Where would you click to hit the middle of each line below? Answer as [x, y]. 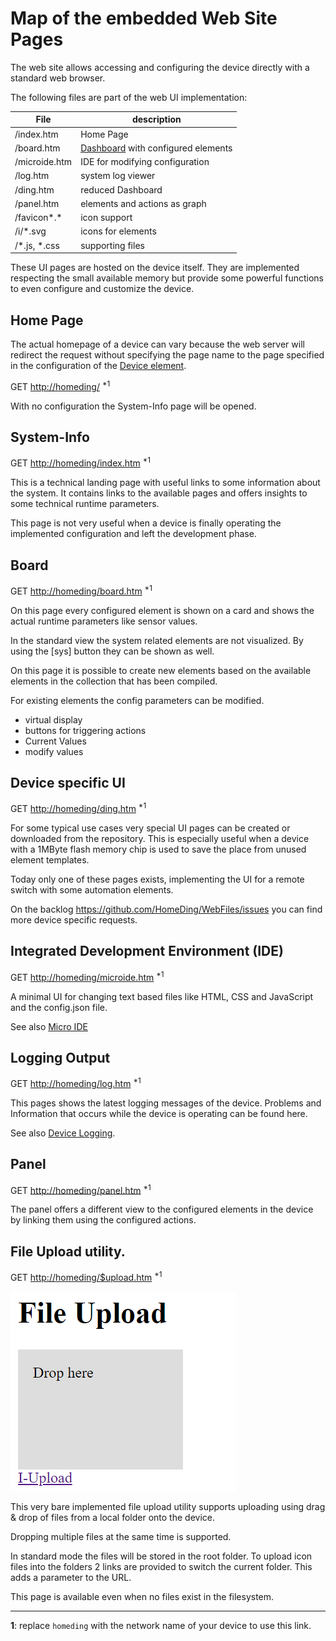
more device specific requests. [74, 920]
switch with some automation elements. [92, 890]
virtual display [53, 719]
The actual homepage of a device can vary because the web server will [157, 344]
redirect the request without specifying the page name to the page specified [167, 355]
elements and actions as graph [143, 203]
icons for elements [118, 231]
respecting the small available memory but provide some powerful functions [167, 278]
